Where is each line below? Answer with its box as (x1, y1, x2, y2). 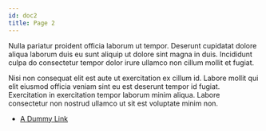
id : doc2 (8, 11, 38, 20)
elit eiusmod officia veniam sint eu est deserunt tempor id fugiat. (8, 81, 220, 91)
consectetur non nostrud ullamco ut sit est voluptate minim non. (8, 98, 218, 108)
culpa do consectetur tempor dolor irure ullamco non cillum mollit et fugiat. (8, 57, 255, 67)
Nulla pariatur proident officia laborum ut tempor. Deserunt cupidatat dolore (8, 40, 257, 50)
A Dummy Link (19, 114, 69, 123)
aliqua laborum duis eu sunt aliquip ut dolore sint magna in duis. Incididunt (8, 49, 253, 59)
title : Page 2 (8, 19, 56, 27)
